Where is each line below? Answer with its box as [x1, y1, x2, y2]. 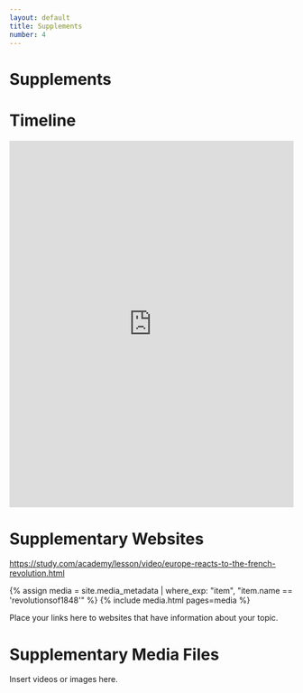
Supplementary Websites [9, 529, 205, 549]
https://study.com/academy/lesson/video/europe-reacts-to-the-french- [9, 559, 277, 569]
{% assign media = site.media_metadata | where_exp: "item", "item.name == [9, 586, 293, 596]
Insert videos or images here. [9, 674, 119, 685]
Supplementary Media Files [9, 644, 219, 664]
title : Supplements [9, 22, 83, 31]
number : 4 [9, 30, 47, 39]
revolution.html [9, 568, 65, 578]
